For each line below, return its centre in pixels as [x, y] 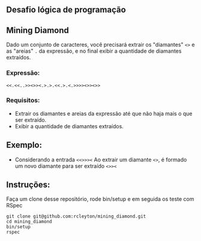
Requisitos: [23, 100]
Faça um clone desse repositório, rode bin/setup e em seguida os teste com [100, 199]
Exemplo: [24, 145]
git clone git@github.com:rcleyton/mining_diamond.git [76, 216]
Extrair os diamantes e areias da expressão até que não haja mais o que [103, 113]
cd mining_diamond [29, 222]
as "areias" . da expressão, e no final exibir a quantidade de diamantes [94, 51]
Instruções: [28, 185]
